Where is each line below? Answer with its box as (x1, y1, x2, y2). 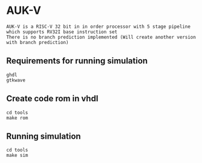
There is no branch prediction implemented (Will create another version (6, 34, 197, 40)
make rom (6, 115, 28, 121)
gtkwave (6, 77, 26, 83)
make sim (6, 152, 28, 159)
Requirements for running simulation (6, 56, 148, 66)
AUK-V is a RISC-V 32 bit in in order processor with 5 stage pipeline (6, 24, 191, 30)
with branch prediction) (6, 39, 69, 45)
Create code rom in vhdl (6, 94, 99, 104)
